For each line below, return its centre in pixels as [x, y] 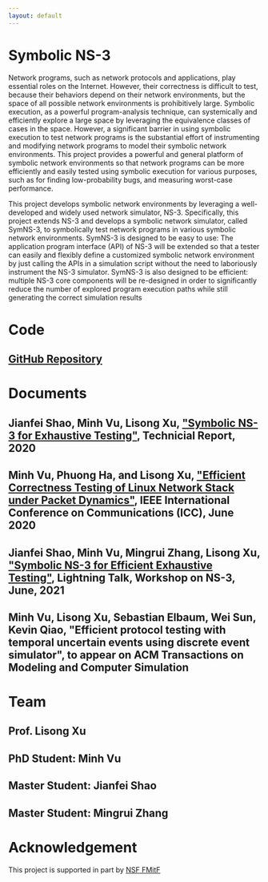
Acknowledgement [73, 847]
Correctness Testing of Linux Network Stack [121, 488]
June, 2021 [36, 590]
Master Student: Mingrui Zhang [88, 813]
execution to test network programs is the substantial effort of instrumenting [134, 137]
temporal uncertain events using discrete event [129, 642]
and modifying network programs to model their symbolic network [118, 146]
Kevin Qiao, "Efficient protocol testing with [117, 630]
